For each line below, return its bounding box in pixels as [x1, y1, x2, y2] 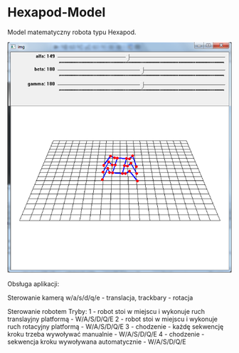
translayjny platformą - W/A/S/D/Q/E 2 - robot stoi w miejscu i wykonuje [7, 315, 218, 323]
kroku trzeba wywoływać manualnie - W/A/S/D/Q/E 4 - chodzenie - [7, 330, 205, 338]
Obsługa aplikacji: [7, 279, 60, 288]
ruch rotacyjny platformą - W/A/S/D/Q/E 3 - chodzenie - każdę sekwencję [7, 322, 224, 331]
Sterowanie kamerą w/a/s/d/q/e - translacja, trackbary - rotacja [7, 293, 193, 302]
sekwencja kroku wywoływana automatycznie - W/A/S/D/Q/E [7, 337, 186, 346]
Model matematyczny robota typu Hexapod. [7, 28, 137, 36]
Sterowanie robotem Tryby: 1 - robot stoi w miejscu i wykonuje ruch [7, 307, 205, 315]
